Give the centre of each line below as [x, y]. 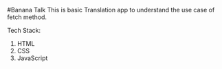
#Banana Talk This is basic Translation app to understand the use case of [111, 10]
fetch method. [27, 17]
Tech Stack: [24, 30]
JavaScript [32, 58]
